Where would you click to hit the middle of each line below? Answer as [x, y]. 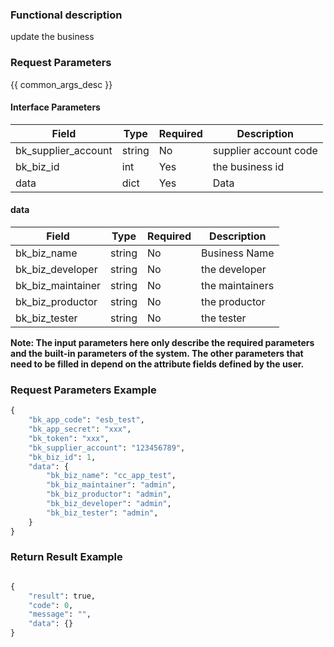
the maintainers [238, 285]
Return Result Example [66, 557]
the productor [233, 301]
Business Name [238, 253]
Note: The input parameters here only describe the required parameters [162, 342]
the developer [234, 269]
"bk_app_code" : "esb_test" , [86, 420]
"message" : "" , [60, 614]
